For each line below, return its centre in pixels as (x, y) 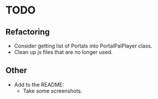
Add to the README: (39, 84)
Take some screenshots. (53, 91)
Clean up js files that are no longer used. (63, 52)
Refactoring (28, 32)
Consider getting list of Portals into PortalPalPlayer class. (83, 46)
